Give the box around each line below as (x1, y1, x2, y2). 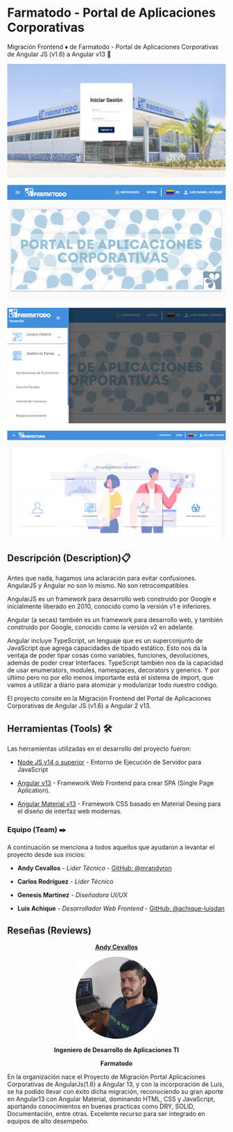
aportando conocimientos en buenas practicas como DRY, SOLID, (7, 1102, 196, 1110)
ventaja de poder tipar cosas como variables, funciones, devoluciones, (7, 651, 209, 660)
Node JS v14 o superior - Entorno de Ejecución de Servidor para (17, 758, 202, 766)
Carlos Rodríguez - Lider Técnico (17, 877, 114, 886)
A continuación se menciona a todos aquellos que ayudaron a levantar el (7, 843, 215, 851)
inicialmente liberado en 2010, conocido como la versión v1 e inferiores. (7, 602, 212, 610)
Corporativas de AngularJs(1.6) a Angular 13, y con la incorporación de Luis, (7, 1080, 224, 1088)
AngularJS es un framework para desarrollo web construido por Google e (7, 595, 217, 604)
